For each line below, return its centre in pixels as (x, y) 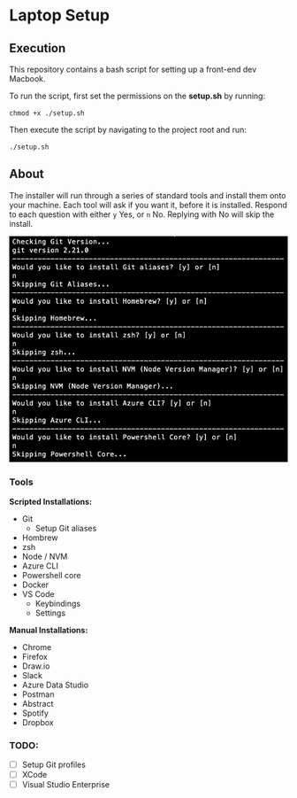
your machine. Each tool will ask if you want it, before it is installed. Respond (148, 205)
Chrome (37, 647)
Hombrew (40, 538)
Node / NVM (45, 556)
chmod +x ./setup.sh (47, 113)
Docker (35, 585)
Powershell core (51, 575)
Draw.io (36, 666)
